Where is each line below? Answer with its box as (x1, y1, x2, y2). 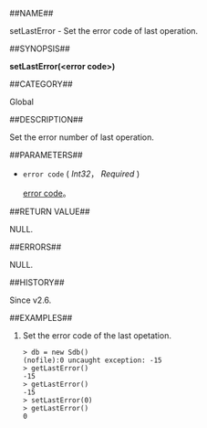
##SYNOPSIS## (9, 43, 70, 54)
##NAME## (9, 8, 54, 18)
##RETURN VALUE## (9, 206, 90, 217)
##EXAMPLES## (9, 313, 73, 323)
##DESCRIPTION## (9, 114, 84, 124)
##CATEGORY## (9, 79, 73, 90)
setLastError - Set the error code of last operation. (9, 26, 199, 36)
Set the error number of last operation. (9, 132, 155, 143)
